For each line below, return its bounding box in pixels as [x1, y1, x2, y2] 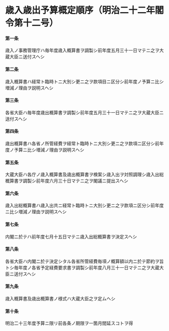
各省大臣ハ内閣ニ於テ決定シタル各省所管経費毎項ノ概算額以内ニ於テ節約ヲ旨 [5, 258, 164, 264]
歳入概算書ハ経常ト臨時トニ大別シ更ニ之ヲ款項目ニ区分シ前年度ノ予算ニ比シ [5, 78, 164, 84]
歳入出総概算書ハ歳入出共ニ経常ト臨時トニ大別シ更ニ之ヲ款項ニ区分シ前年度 [5, 203, 164, 209]
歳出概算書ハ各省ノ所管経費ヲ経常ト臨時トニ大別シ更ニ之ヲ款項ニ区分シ [5, 140, 155, 147]
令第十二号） [5, 17, 59, 29]
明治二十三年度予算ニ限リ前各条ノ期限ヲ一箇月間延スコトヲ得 [5, 320, 133, 326]
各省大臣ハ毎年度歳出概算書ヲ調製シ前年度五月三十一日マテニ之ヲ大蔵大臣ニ [5, 109, 164, 115]
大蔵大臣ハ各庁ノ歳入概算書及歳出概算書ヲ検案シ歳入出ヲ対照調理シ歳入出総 [5, 171, 164, 177]
